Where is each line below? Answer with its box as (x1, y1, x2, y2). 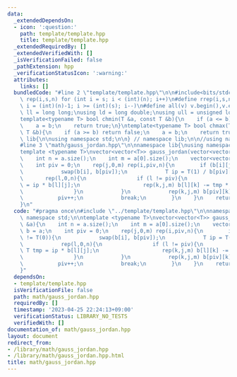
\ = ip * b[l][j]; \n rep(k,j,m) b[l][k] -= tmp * (20, 181, 229, 188)
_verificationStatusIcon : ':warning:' (13, 69, 128, 76)
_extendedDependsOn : (13, 17, 74, 24)
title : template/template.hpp (20, 37, 109, 44)
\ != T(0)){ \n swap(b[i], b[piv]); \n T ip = (20, 234, 222, 241)
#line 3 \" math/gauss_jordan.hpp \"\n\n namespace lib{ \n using (20, 142, 203, 149)
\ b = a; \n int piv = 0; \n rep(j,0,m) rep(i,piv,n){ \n (20, 227, 203, 234)
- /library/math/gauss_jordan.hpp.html (7, 352, 125, 359)
